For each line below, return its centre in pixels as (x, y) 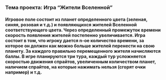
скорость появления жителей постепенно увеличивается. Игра (75, 35)
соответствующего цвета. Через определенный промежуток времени (83, 30)
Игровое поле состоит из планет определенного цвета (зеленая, (76, 19)
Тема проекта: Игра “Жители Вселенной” (59, 7)
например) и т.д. (24, 72)
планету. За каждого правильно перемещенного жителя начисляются (83, 51)
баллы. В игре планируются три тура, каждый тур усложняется (75, 56)
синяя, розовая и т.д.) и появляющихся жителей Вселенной (71, 24)
